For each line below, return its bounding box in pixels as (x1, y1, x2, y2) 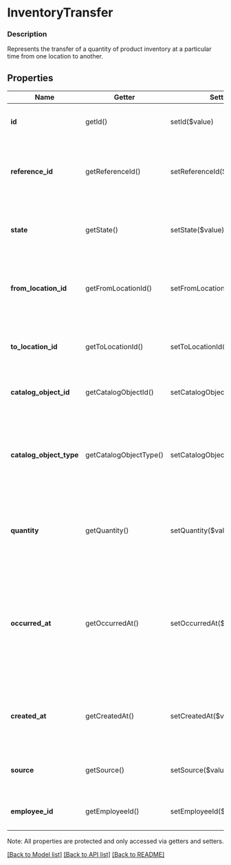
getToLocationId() (85, 342, 144, 352)
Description (7, 30, 47, 39)
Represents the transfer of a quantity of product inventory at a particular (7, 45, 212, 53)
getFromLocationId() (85, 284, 153, 293)
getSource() (85, 765, 125, 775)
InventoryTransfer (7, 5, 113, 21)
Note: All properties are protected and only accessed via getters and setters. (7, 837, 225, 846)
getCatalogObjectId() (85, 387, 154, 397)
